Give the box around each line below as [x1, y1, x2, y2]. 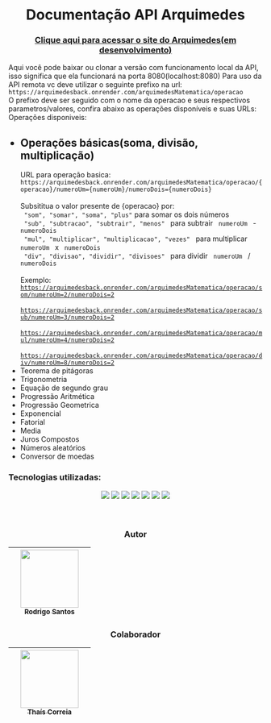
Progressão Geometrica [19, 401, 99, 410]
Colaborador [110, 629, 161, 640]
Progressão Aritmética [19, 392, 95, 401]
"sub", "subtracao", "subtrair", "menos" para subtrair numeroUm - [23, 218, 256, 228]
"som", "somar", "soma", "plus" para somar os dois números [23, 210, 230, 219]
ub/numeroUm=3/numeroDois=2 [19, 314, 115, 322]
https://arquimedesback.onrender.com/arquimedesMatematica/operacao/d [19, 352, 263, 360]
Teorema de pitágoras [19, 366, 94, 376]
